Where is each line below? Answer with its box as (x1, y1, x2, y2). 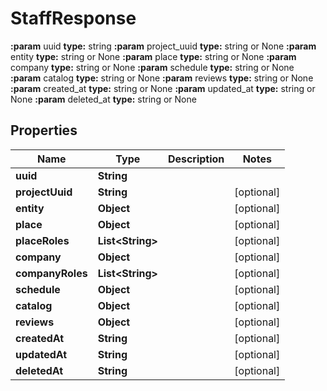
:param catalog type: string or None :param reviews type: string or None (10, 72, 314, 84)
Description (167, 152, 225, 166)
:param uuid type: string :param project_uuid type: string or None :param (10, 40, 317, 52)
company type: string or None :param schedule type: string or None (10, 61, 295, 73)
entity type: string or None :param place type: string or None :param (10, 50, 297, 62)
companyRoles (15, 266, 88, 280)
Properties (10, 122, 78, 139)
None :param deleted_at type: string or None (10, 93, 197, 105)
